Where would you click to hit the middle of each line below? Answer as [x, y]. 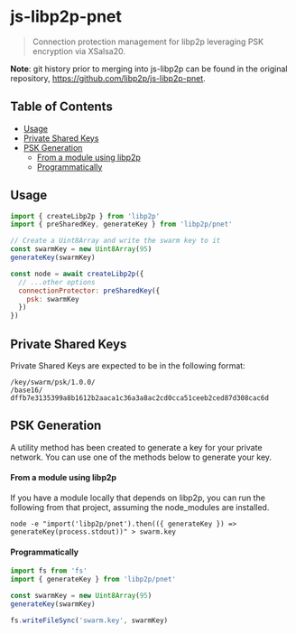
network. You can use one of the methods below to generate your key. [141, 457]
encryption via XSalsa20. [79, 51]
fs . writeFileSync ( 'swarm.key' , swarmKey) [89, 620]
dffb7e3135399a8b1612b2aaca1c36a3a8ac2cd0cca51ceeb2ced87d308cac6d [140, 398]
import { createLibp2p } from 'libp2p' [85, 216]
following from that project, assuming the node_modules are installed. [140, 508]
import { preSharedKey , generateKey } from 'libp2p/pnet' [121, 224]
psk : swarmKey [53, 299]
